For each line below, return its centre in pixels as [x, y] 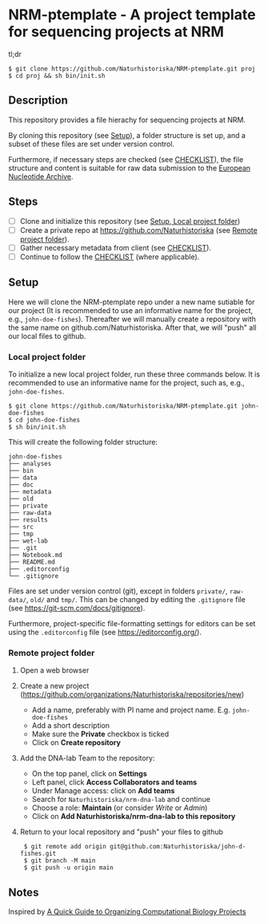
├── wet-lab [28, 541]
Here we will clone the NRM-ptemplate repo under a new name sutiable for [132, 302]
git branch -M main [63, 861]
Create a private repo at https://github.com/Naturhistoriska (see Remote [138, 230]
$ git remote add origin [65, 847]
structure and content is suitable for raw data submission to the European [129, 168]
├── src [21, 527]
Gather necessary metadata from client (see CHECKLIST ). [116, 247]
